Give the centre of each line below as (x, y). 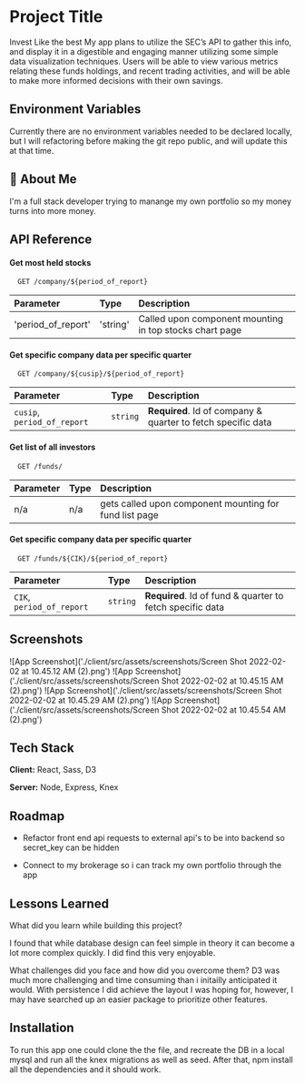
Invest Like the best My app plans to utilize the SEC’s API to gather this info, (151, 42)
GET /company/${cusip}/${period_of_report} (101, 374)
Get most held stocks (50, 262)
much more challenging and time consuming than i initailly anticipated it (143, 980)
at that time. (32, 150)
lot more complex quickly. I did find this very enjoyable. (113, 953)
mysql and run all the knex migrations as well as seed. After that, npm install (151, 1059)
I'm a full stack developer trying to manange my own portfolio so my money (151, 201)
